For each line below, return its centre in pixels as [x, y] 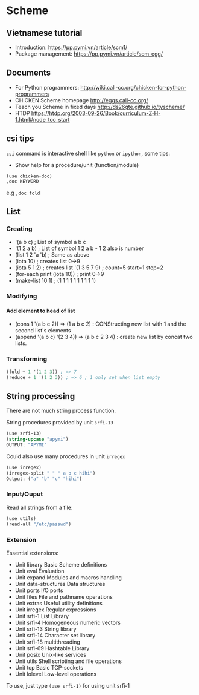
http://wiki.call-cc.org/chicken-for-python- [134, 87]
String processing [41, 396]
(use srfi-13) [24, 433]
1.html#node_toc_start [42, 119]
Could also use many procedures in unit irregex [66, 456]
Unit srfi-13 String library [46, 629]
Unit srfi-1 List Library [42, 616]
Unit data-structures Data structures [60, 584]
